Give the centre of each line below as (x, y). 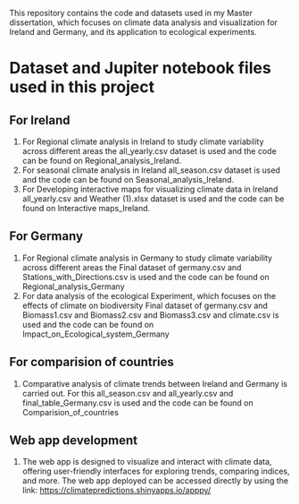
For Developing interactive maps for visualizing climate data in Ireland (150, 189)
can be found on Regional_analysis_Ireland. (102, 161)
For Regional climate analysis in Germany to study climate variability (147, 258)
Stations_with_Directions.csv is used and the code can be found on (145, 277)
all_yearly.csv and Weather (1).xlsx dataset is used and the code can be (153, 199)
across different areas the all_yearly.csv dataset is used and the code (149, 151)
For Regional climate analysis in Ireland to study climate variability (143, 141)
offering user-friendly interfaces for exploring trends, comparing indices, (156, 471)
